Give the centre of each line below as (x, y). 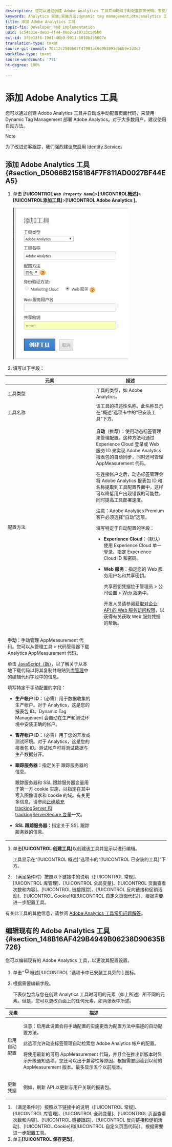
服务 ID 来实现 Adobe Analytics (128, 451)
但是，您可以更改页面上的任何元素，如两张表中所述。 (78, 1000)
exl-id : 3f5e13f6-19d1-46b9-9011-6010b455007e (56, 38)
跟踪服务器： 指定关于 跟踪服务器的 (52, 765)
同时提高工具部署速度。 (121, 500)
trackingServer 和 (34, 808)
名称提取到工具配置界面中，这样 (130, 487)
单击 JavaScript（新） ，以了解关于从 (45, 663)
